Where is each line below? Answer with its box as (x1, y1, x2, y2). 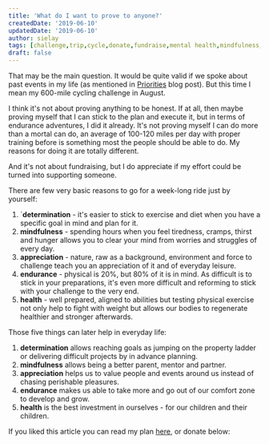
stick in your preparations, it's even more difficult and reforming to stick (19, 278, 256, 287)
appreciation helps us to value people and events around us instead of (19, 369, 255, 377)
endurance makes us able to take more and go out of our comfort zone (19, 385, 255, 395)
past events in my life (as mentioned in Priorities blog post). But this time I (8, 79, 251, 89)
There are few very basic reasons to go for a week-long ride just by (8, 186, 231, 195)
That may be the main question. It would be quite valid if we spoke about (8, 71, 248, 80)
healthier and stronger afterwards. (19, 312, 134, 321)
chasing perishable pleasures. (19, 377, 120, 386)
